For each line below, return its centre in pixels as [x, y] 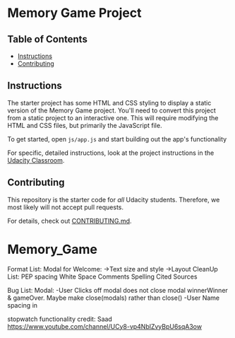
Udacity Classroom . [36, 160]
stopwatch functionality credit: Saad [60, 319]
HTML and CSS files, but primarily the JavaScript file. [85, 125]
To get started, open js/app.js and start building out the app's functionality [117, 139]
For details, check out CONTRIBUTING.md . [70, 221]
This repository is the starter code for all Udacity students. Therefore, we [114, 199]
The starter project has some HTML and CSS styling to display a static [109, 103]
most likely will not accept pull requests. [66, 207]
